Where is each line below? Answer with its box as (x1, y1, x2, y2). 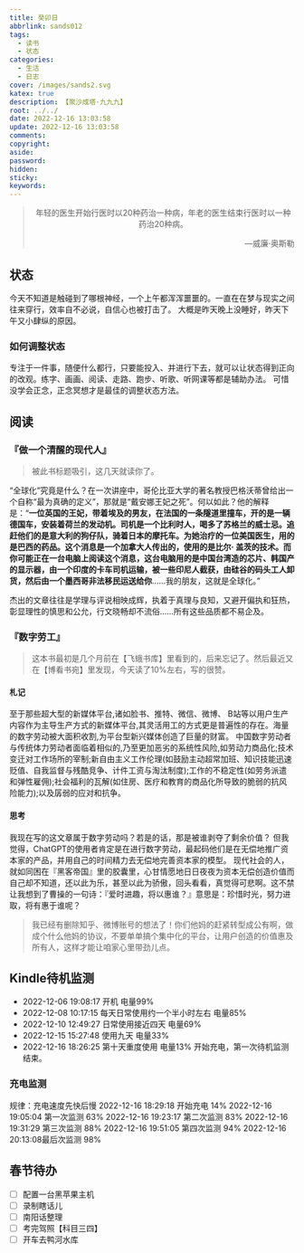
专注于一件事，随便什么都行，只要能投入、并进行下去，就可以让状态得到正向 (9, 363, 295, 374)
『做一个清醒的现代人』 (9, 443, 111, 456)
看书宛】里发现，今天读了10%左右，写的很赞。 (55, 664, 231, 675)
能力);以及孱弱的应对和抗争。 (16, 788, 127, 799)
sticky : (9, 173, 39, 182)
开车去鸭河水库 (22, 1234, 79, 1245)
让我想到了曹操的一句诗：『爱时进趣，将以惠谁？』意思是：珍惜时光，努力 (9, 888, 283, 899)
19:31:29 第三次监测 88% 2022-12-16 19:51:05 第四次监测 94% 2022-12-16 (9, 1123, 287, 1134)
